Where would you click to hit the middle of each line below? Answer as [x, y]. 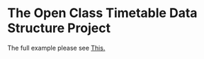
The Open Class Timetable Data [102, 13]
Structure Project [59, 28]
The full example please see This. [56, 48]
